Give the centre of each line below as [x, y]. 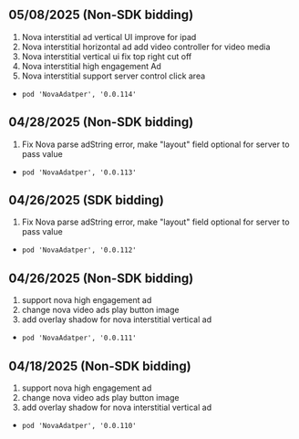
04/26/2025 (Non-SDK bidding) [101, 278]
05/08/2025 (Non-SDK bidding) [101, 15]
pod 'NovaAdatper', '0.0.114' [79, 94]
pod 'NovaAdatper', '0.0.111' [79, 338]
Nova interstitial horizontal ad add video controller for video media [146, 47]
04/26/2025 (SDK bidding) [87, 200]
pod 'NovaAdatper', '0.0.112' [79, 250]
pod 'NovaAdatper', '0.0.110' [79, 426]
